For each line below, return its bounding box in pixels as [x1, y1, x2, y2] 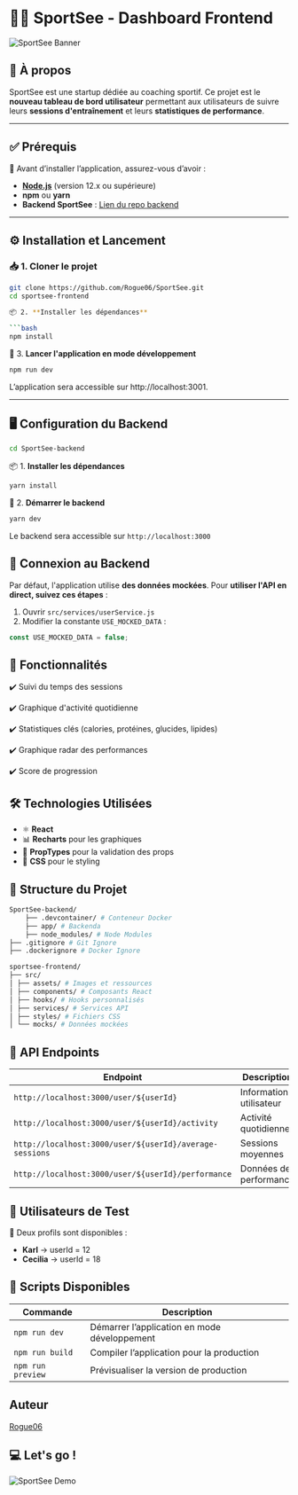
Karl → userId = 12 [21, 1244, 90, 1255]
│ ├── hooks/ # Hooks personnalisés [9, 995, 145, 1005]
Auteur [9, 1397, 49, 1413]
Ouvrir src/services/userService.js [21, 607, 155, 617]
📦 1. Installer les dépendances [9, 461, 126, 472]
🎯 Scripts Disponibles [9, 1280, 130, 1295]
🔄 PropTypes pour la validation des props [21, 847, 175, 857]
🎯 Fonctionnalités [9, 658, 108, 673]
